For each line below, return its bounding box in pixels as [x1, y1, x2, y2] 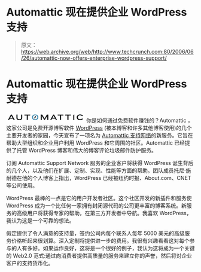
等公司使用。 [6, 182, 38, 189]
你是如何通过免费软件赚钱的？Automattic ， [86, 117, 193, 124]
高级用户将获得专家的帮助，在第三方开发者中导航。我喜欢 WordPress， [16, 209, 192, 216]
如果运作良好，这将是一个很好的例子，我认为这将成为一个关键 [42, 245, 195, 252]
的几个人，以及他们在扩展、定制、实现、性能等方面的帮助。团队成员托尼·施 [6, 167, 191, 174]
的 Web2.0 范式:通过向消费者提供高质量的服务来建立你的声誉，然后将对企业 [6, 252, 193, 259]
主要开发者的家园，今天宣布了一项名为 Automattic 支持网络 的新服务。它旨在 [6, 132, 193, 139]
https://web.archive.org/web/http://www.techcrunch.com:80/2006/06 [20, 48, 194, 55]
